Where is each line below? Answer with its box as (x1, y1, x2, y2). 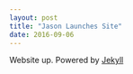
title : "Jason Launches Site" (9, 22, 123, 31)
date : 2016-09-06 (9, 30, 75, 39)
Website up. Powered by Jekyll (9, 55, 124, 66)
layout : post (9, 13, 58, 23)
